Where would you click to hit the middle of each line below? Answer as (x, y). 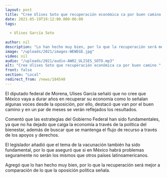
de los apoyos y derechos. (32, 135)
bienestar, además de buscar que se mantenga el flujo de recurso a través (81, 130)
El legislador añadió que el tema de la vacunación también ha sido (73, 145)
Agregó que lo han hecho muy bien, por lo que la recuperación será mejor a (83, 165)
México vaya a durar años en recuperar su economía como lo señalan (77, 99)
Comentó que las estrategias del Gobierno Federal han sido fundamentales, (83, 119)
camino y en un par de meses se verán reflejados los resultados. (71, 109)
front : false (19, 70)
